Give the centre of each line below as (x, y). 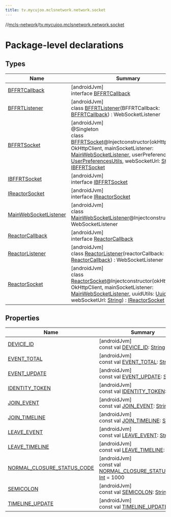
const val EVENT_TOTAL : (129, 362)
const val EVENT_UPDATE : (131, 377)
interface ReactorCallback (102, 239)
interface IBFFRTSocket (99, 182)
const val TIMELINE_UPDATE (133, 507)
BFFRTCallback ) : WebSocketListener (116, 114)
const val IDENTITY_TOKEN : (133, 391)
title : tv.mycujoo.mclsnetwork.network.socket (55, 10)
